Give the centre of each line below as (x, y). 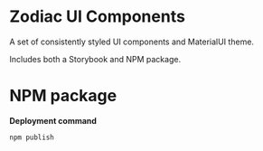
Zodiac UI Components (97, 17)
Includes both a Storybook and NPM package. (95, 59)
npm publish (32, 137)
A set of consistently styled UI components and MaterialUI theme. (132, 42)
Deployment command (53, 120)
